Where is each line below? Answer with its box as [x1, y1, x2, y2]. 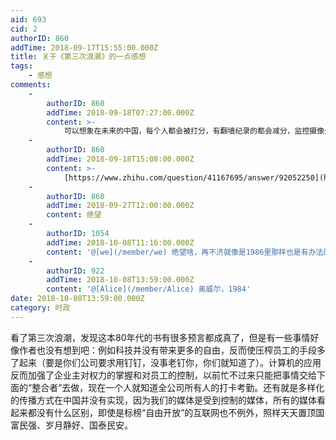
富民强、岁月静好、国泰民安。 [10, 419, 133, 431]
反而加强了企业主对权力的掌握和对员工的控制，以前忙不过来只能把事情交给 [10, 369, 317, 381]
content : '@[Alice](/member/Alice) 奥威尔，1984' [46, 284, 252, 295]
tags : [10, 61, 33, 71]
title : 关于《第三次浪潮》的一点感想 [10, 52, 147, 62]
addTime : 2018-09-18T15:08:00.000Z [46, 154, 195, 164]
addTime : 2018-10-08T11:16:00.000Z [46, 237, 195, 248]
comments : [10, 80, 52, 90]
